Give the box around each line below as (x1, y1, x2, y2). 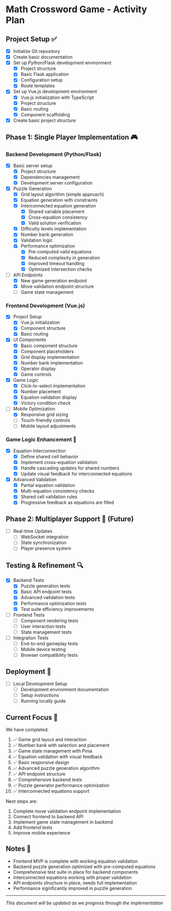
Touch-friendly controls (20, 417, 71, 424)
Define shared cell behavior (20, 453, 79, 459)
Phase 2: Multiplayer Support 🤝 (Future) (6, 514, 134, 523)
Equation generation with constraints (20, 197, 98, 203)
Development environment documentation (20, 687, 109, 693)
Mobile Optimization (13, 406, 55, 412)
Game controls (20, 371, 52, 377)
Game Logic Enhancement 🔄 (6, 436, 77, 443)
